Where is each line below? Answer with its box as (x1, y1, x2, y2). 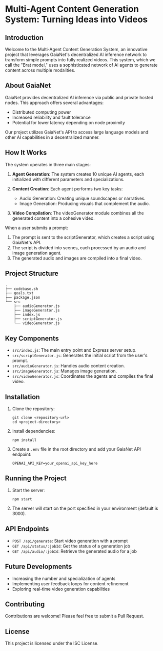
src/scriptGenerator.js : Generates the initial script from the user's (12, 352, 148, 359)
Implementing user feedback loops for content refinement (12, 580, 129, 587)
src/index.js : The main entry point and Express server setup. (12, 347, 137, 353)
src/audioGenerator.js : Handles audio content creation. (12, 363, 125, 369)
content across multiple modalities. (5, 67, 76, 73)
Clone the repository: (12, 406, 55, 412)
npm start (12, 496, 33, 501)
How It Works (5, 149, 47, 157)
